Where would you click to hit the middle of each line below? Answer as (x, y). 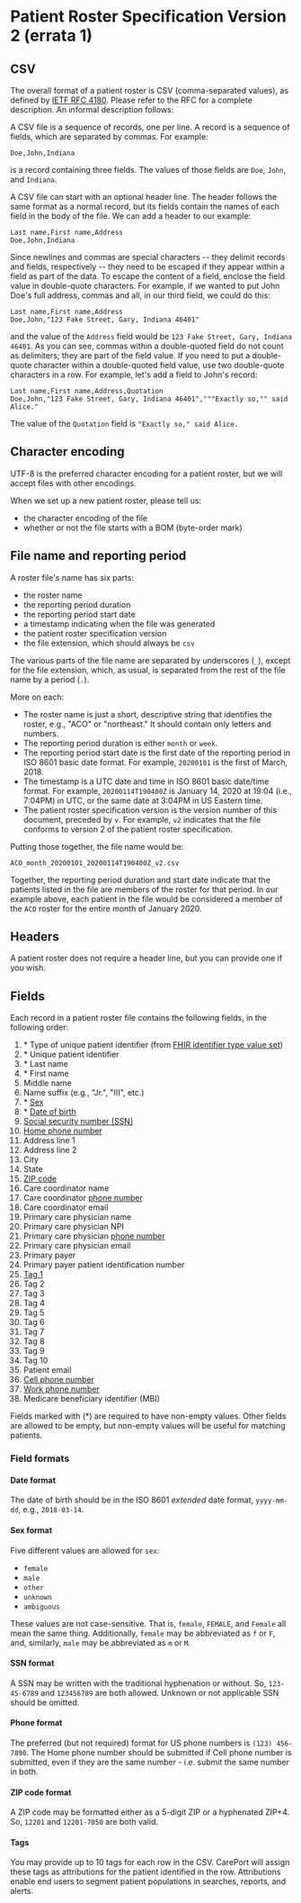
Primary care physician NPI (74, 1227)
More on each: (37, 697)
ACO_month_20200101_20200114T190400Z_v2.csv (95, 863)
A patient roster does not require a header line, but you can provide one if (146, 958)
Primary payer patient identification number (104, 1265)
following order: (40, 1027)
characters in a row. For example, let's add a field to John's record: (134, 374)
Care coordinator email (66, 1207)
